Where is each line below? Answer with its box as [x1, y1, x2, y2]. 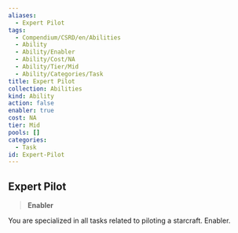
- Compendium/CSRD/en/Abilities [15, 33, 122, 42]
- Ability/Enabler [15, 48, 76, 56]
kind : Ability [8, 92, 55, 100]
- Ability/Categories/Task [15, 70, 104, 78]
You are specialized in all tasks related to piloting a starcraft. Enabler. [8, 216, 231, 225]
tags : [8, 26, 26, 34]
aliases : [8, 11, 37, 20]
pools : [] [8, 128, 41, 136]
